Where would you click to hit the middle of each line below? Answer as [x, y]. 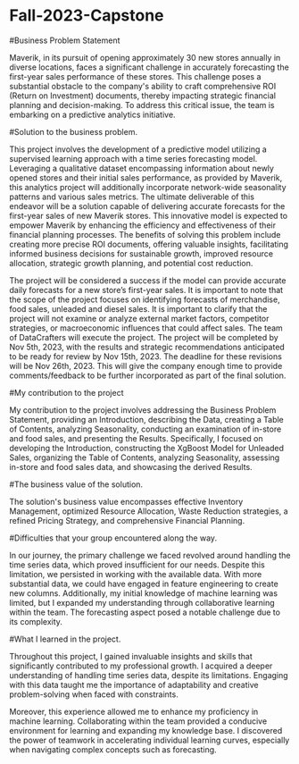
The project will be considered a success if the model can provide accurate [148, 280]
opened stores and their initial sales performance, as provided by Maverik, [146, 177]
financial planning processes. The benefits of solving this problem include [145, 234]
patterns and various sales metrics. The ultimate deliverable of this [132, 197]
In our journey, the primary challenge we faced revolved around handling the [150, 555]
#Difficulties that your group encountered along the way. [113, 538]
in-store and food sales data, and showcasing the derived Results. [131, 466]
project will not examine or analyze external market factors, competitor [139, 318]
